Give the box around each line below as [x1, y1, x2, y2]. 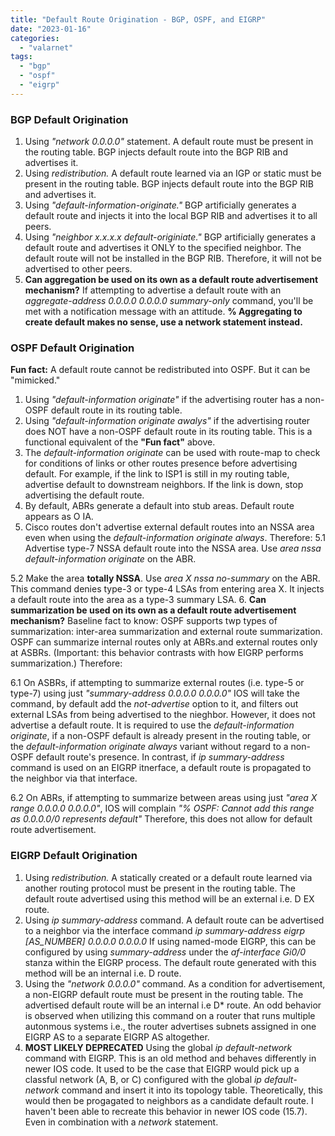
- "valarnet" [19, 42, 74, 53]
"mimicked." [10, 374, 61, 386]
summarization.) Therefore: [10, 657, 123, 670]
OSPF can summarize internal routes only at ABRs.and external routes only [10, 636, 318, 648]
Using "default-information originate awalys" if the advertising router [24, 415, 311, 427]
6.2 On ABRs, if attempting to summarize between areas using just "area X [10, 792, 318, 804]
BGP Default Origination [10, 112, 129, 126]
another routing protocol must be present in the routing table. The [24, 882, 296, 894]
